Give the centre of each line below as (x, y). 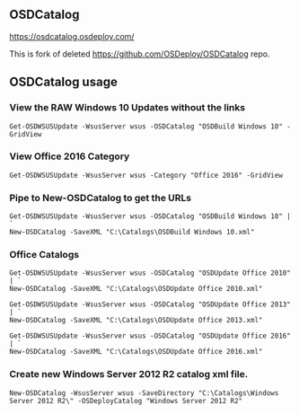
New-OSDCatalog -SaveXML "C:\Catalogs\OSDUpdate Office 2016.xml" (136, 352)
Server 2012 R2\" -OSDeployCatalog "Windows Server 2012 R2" (126, 401)
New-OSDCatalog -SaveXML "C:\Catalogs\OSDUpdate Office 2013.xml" (136, 321)
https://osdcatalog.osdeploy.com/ (72, 36)
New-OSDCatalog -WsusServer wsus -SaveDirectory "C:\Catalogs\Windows (144, 393)
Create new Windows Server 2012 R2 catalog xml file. (129, 374)
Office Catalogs (44, 255)
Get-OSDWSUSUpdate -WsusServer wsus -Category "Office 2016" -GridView (146, 175)
